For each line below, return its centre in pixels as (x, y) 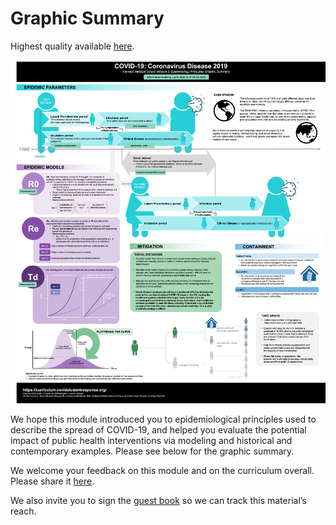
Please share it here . (52, 481)
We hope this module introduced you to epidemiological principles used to (163, 419)
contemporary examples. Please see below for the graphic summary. (152, 451)
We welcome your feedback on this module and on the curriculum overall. (162, 470)
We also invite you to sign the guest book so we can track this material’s (158, 500)
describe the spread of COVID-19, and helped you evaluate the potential (158, 429)
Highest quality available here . (72, 46)
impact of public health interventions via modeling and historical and (151, 440)
